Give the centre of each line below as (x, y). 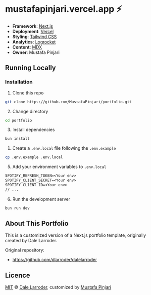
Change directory (30, 111)
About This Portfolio (37, 223)
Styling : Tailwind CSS (34, 37)
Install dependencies (34, 130)
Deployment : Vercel (33, 31)
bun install (17, 139)
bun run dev (17, 208)
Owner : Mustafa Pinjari (36, 52)
